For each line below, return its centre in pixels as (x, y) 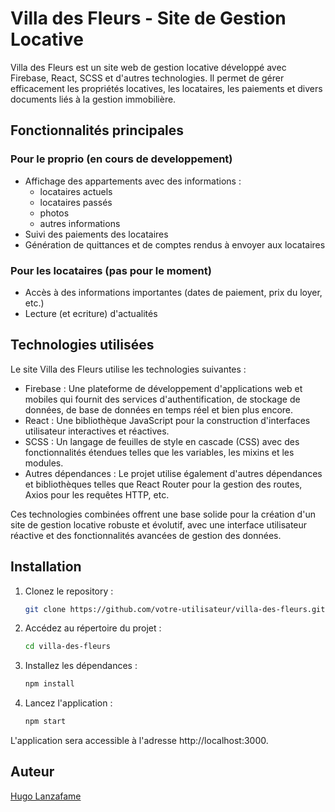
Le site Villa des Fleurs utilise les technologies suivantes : (128, 369)
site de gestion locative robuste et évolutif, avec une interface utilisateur (159, 524)
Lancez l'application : (68, 703)
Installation (46, 567)
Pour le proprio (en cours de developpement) (121, 159)
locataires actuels (76, 191)
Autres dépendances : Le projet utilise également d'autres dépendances (173, 473)
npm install (49, 684)
